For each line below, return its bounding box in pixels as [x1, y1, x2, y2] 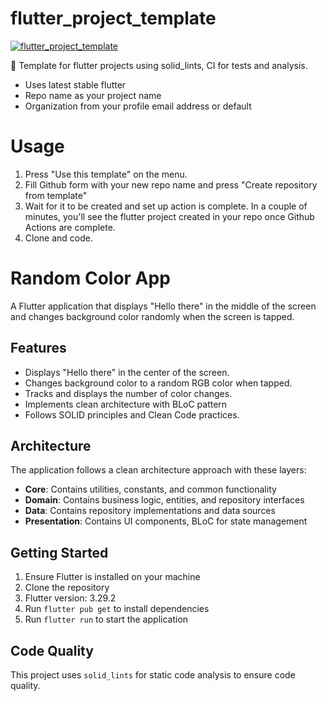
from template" [24, 189, 88, 201]
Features [10, 340, 67, 357]
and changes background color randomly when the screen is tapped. [10, 310, 295, 322]
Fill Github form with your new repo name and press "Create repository [24, 178, 318, 191]
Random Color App [10, 267, 171, 290]
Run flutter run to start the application [24, 613, 189, 626]
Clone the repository [24, 582, 110, 594]
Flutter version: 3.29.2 [24, 592, 117, 604]
